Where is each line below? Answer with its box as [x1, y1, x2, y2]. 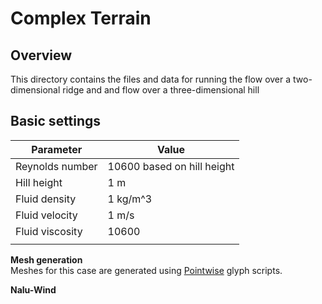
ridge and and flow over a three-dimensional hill [62, 84, 260, 96]
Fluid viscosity [15, 224, 83, 238]
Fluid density [15, 192, 77, 206]
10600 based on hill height [107, 159, 235, 173]
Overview [10, 47, 73, 64]
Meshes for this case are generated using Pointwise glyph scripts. [10, 264, 283, 276]
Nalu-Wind [10, 283, 57, 296]
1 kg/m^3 [107, 192, 153, 206]
